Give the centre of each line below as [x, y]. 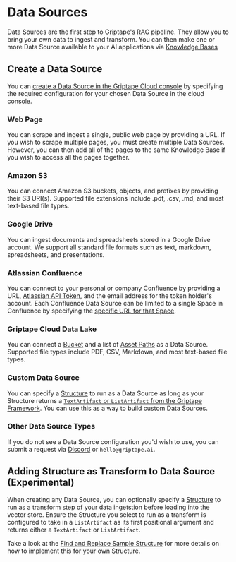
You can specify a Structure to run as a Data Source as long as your [106, 393]
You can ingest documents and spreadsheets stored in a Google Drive [109, 239]
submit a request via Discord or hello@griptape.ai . [81, 449]
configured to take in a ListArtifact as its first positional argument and [111, 522]
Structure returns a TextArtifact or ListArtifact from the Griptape [105, 400]
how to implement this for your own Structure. [74, 551]
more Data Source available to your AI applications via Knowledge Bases [113, 47]
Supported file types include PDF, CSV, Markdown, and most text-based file [117, 352]
